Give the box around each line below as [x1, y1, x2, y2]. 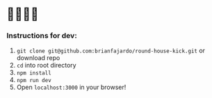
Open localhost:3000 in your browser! [16, 83, 127, 92]
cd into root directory [16, 61, 77, 70]
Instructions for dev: [6, 31, 77, 41]
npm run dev [16, 77, 51, 84]
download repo [16, 54, 60, 62]
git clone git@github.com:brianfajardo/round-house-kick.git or [16, 46, 206, 55]
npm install [16, 70, 51, 77]
